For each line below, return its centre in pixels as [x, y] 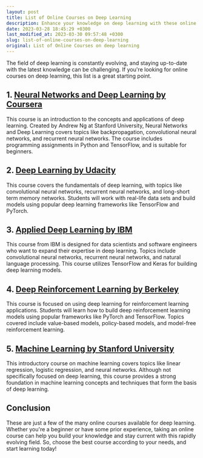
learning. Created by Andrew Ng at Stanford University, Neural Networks [97, 126]
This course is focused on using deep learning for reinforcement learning [98, 304]
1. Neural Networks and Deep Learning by [86, 95]
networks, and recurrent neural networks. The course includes [84, 138]
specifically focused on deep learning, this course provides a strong [91, 376]
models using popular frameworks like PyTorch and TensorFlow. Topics [95, 317]
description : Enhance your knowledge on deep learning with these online [101, 23]
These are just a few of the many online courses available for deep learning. [101, 423]
